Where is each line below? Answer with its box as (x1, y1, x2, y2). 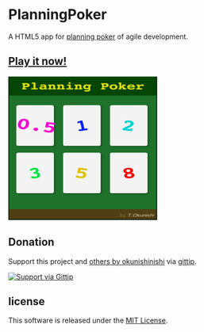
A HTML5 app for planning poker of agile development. (8, 32, 189, 41)
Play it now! (8, 55, 67, 68)
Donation (8, 235, 55, 249)
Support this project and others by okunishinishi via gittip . (8, 256, 197, 266)
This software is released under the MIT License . (8, 315, 168, 326)
